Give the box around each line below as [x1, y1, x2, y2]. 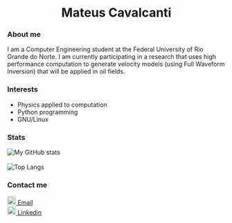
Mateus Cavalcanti [61, 5, 172, 21]
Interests [7, 84, 38, 94]
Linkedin [17, 208, 42, 217]
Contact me [7, 180, 48, 190]
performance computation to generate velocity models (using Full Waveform [7, 60, 225, 69]
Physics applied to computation [17, 100, 107, 109]
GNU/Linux [17, 115, 48, 123]
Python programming [17, 107, 78, 116]
